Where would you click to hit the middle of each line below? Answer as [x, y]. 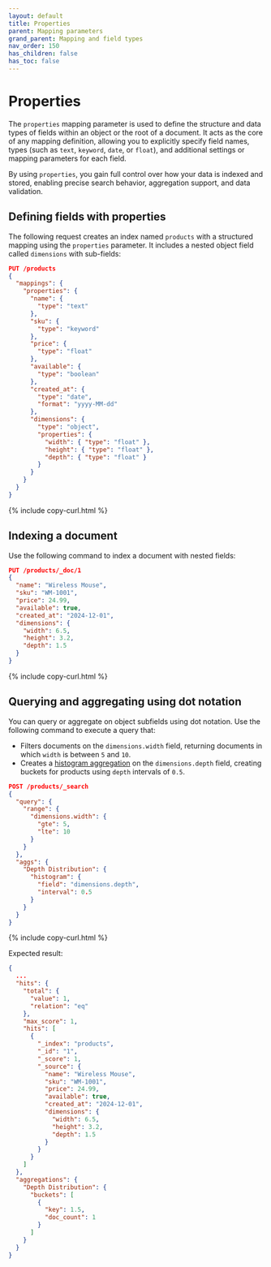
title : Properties [39, 24]
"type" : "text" [63, 306]
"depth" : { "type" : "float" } [96, 457]
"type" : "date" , [65, 397]
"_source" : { [60, 1067]
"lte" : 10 [54, 832]
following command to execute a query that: [82, 730]
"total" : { [41, 991]
